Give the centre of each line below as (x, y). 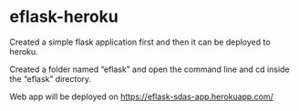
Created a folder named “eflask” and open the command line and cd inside (149, 69)
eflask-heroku (64, 17)
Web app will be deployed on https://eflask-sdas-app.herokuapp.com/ (141, 96)
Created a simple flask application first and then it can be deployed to (140, 42)
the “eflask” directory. (51, 78)
